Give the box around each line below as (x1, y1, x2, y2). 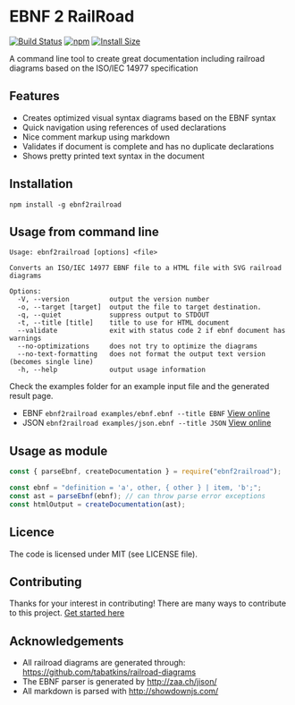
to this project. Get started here (9, 607, 125, 618)
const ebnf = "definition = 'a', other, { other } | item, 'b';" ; (9, 483, 262, 493)
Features (9, 89, 60, 104)
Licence (9, 525, 55, 540)
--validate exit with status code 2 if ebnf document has (17, 327, 286, 336)
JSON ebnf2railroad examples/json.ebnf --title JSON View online (21, 418, 272, 429)
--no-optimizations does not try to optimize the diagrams (17, 342, 257, 351)
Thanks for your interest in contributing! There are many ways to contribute (9, 598, 287, 609)
